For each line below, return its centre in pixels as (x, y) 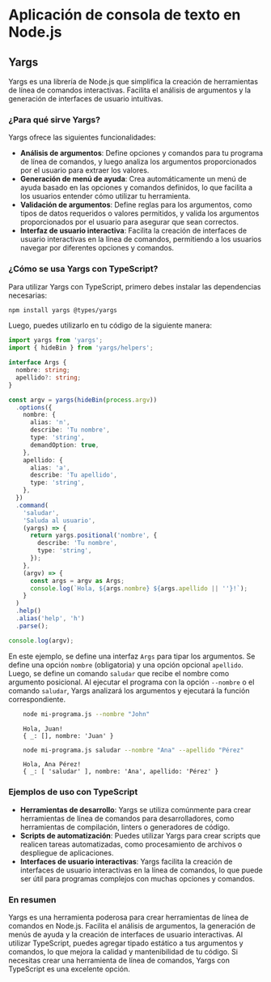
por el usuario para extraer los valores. (85, 170)
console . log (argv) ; (41, 641)
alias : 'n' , (50, 422)
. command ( (32, 505)
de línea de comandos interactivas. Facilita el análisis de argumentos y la (130, 90)
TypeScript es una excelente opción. (70, 969)
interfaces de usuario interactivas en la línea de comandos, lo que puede (141, 870)
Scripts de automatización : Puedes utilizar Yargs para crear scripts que (140, 835)
